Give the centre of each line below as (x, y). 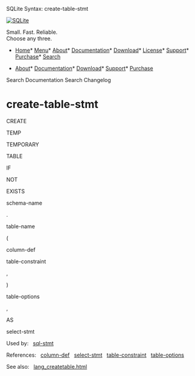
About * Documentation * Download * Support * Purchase (84, 68)
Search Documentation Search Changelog (59, 80)
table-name (21, 226)
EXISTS (16, 191)
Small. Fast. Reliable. (32, 32)
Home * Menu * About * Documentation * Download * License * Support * (102, 50)
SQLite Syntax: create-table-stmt (47, 9)
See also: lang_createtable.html (47, 366)
